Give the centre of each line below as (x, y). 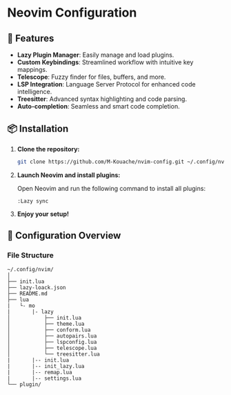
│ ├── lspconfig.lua (52, 342)
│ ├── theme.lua (46, 324)
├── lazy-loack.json (37, 288)
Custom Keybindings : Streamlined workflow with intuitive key (105, 62)
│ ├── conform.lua (49, 330)
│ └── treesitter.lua (53, 354)
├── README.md (28, 294)
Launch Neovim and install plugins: (69, 175)
